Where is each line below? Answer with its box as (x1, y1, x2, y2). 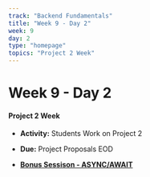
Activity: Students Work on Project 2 (19, 129, 143, 138)
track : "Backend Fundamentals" (8, 11, 113, 20)
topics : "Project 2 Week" (8, 49, 95, 57)
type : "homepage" (8, 42, 67, 50)
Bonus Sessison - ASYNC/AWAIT (19, 160, 133, 170)
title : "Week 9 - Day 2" (8, 19, 91, 27)
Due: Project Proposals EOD (19, 144, 114, 154)
